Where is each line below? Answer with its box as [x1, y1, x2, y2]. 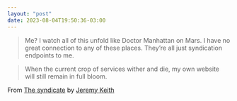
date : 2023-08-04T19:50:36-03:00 [7, 17, 106, 24]
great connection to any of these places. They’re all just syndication [24, 43, 223, 52]
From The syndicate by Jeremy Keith [7, 86, 115, 94]
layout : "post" [7, 10, 52, 18]
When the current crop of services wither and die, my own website [24, 65, 220, 73]
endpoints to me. [24, 50, 74, 60]
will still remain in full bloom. [24, 72, 108, 81]
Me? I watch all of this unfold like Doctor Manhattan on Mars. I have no [24, 36, 231, 44]
